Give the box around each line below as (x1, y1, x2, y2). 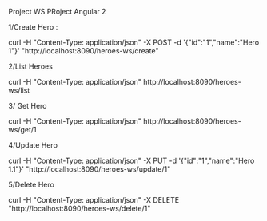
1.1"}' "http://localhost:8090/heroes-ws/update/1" (8, 164, 171, 174)
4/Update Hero (8, 140, 58, 150)
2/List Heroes (8, 61, 54, 71)
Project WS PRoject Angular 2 (8, 7, 106, 16)
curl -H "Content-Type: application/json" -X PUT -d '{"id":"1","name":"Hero (8, 156, 255, 165)
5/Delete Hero (8, 180, 54, 189)
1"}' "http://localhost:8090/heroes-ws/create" (8, 46, 159, 55)
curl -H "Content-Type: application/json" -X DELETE (8, 195, 180, 204)
